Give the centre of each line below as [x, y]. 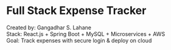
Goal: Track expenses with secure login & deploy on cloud [79, 40]
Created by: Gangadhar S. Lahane [49, 27]
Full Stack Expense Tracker [76, 11]
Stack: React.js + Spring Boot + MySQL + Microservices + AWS [86, 34]
